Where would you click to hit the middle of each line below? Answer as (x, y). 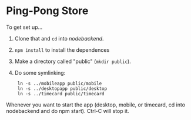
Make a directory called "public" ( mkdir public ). (73, 61)
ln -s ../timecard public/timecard (61, 94)
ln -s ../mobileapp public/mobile (60, 84)
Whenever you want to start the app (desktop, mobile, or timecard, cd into (96, 105)
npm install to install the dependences (62, 50)
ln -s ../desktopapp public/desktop (62, 89)
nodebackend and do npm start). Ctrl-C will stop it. (68, 111)
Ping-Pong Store (47, 11)
